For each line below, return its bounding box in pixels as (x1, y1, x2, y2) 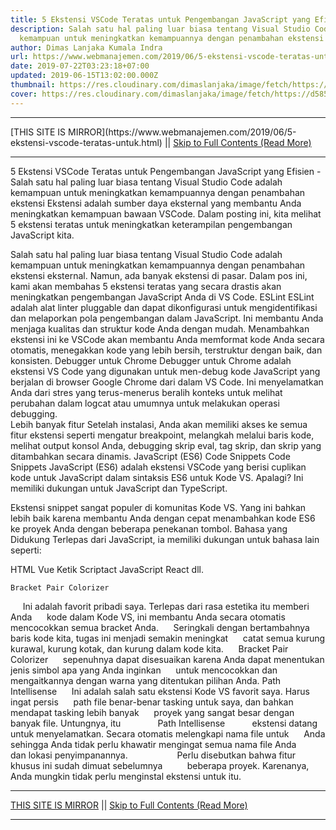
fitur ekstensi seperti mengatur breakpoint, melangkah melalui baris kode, (10, 429, 315, 441)
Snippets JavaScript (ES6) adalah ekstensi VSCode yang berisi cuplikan (10, 461, 307, 473)
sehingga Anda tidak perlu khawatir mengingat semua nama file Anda (10, 738, 297, 750)
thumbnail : (10, 80, 56, 90)
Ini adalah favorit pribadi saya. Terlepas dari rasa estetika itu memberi (22, 600, 310, 612)
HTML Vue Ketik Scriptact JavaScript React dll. (10, 563, 205, 575)
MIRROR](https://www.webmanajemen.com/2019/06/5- (68, 126, 297, 138)
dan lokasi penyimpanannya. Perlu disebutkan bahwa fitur (10, 749, 297, 761)
